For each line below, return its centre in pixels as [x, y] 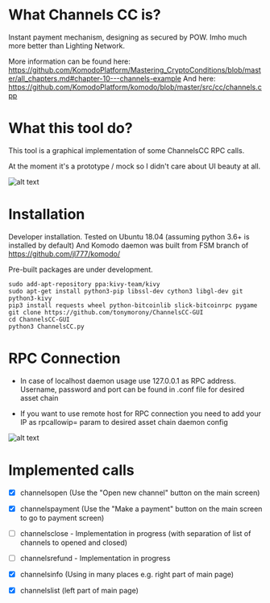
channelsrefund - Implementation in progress [95, 558]
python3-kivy [30, 298]
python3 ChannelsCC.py [46, 326]
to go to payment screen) [62, 518]
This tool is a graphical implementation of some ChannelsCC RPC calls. [127, 150]
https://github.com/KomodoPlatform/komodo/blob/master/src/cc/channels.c [135, 87]
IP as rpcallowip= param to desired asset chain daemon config [124, 422]
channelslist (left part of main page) [79, 591]
